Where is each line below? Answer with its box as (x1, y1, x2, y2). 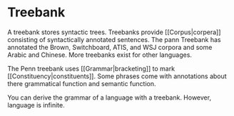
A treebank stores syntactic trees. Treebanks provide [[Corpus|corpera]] (7, 28, 221, 36)
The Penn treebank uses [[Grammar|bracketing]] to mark (7, 64, 175, 73)
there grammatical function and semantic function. (7, 79, 156, 88)
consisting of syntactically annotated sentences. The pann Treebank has (7, 35, 221, 43)
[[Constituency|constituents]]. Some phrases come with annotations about (7, 72, 227, 80)
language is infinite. (7, 100, 66, 109)
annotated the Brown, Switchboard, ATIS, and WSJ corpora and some (7, 43, 213, 51)
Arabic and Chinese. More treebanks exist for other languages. (7, 51, 193, 59)
